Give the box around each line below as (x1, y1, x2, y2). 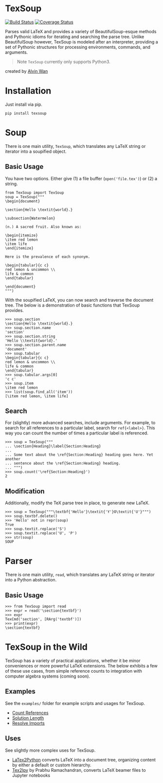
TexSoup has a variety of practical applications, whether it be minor (5, 658, 141, 663)
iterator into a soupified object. (5, 148, 67, 154)
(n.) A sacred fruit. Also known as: (5, 224, 82, 229)
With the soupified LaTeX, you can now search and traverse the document (5, 297, 154, 303)
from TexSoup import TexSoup (5, 190, 64, 195)
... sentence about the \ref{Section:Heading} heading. (5, 461, 121, 466)
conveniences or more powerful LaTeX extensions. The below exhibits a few (5, 662, 158, 669)
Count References (12, 710, 49, 716)
